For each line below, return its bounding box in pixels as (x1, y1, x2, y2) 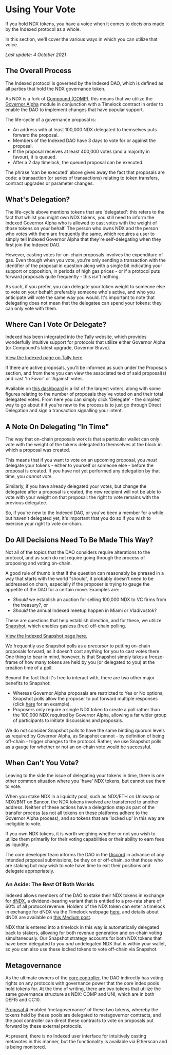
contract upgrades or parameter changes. (5, 180, 94, 186)
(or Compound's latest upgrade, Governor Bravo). (5, 345, 110, 351)
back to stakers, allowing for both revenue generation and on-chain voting (5, 930, 163, 936)
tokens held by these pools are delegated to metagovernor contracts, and (5, 1012, 161, 1018)
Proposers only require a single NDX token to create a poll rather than (12, 707, 160, 712)
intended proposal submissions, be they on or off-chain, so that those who (5, 857, 163, 863)
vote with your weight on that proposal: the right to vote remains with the (5, 494, 159, 500)
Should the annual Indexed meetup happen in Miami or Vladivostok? (12, 607, 157, 613)
